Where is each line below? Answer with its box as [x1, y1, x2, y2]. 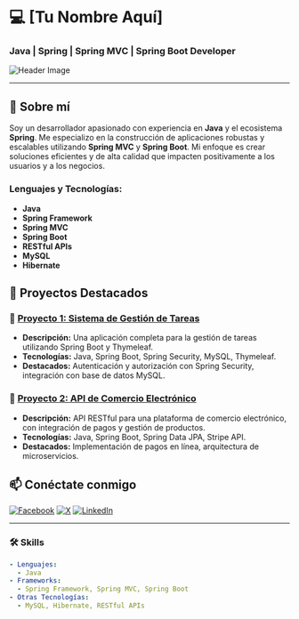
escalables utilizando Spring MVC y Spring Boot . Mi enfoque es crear [9, 141, 265, 152]
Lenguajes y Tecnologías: [9, 183, 123, 196]
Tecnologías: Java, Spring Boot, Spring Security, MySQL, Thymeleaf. [21, 351, 277, 362]
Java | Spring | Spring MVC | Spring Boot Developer [9, 45, 236, 58]
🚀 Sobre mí [9, 99, 71, 114]
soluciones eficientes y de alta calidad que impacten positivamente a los [9, 151, 276, 162]
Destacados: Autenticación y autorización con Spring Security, [21, 361, 255, 372]
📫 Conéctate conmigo [9, 477, 137, 492]
